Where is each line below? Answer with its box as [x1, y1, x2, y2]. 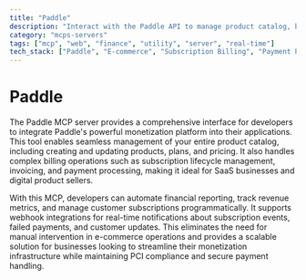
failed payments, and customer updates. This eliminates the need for [9, 222, 268, 233]
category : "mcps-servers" [9, 30, 107, 39]
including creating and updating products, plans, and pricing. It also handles [9, 146, 295, 157]
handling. [9, 261, 45, 272]
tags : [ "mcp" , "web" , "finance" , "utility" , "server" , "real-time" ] [9, 38, 275, 48]
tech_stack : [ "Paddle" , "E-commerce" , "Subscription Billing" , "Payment [9, 47, 291, 57]
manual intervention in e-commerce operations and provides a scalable [9, 232, 278, 243]
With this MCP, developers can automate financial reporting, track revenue [9, 192, 290, 203]
